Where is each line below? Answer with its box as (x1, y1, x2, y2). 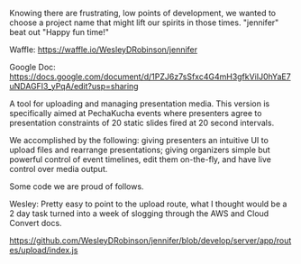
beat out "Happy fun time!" (9, 27, 110, 37)
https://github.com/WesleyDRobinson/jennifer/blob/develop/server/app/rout (9, 235, 292, 246)
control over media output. (9, 164, 108, 174)
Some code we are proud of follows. (9, 181, 144, 192)
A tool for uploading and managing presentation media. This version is (9, 98, 270, 109)
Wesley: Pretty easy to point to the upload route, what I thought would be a (9, 198, 287, 209)
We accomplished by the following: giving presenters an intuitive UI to (9, 135, 269, 145)
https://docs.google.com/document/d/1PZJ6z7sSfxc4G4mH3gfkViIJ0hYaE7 (9, 71, 291, 82)
